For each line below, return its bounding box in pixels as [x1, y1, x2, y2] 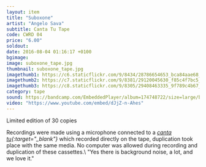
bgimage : [6, 54, 29, 61]
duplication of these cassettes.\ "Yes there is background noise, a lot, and [6, 148, 193, 155]
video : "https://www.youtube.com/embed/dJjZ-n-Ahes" [6, 100, 144, 106]
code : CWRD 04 [6, 32, 43, 38]
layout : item [6, 9, 40, 15]
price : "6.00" [6, 37, 43, 43]
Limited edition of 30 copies [6, 117, 77, 124]
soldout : [6, 43, 29, 50]
